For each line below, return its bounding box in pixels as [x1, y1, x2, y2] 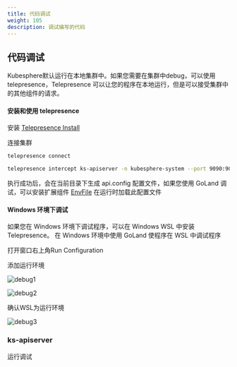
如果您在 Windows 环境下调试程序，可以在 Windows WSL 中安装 [7, 222, 195, 231]
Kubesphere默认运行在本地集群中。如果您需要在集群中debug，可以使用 [7, 71, 216, 80]
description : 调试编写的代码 [7, 23, 86, 30]
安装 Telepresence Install [7, 124, 80, 132]
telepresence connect [7, 152, 71, 160]
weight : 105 [7, 17, 42, 24]
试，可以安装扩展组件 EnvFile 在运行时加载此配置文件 [7, 188, 162, 196]
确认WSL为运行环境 [7, 303, 65, 312]
